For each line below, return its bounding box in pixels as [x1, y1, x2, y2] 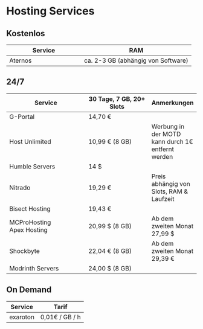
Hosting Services [6, 4, 95, 18]
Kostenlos [6, 28, 45, 39]
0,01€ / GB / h [40, 313, 81, 321]
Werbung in [151, 122, 185, 130]
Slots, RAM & [151, 187, 188, 196]
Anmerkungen [151, 98, 194, 107]
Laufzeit [151, 194, 175, 203]
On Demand [6, 285, 52, 295]
